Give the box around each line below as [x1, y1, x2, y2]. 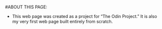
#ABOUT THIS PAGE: [5, 4, 47, 10]
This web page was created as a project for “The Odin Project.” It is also [12, 14, 157, 19]
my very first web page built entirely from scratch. [12, 19, 113, 24]
